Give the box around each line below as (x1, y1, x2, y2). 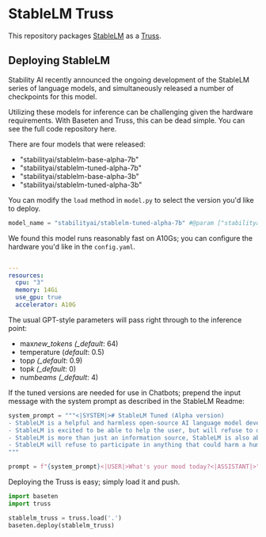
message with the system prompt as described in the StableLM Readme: (8, 396, 245, 406)
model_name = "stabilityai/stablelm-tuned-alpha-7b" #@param (8, 219, 215, 227)
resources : (8, 271, 44, 280)
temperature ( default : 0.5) (19, 347, 104, 356)
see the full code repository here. (8, 124, 117, 133)
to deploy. (8, 204, 41, 213)
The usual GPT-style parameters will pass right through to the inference (8, 314, 242, 325)
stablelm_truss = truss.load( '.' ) (8, 514, 123, 522)
